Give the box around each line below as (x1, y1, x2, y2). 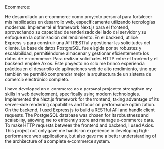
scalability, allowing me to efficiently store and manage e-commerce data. (5, 118, 154, 123)
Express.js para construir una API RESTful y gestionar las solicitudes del (5, 40, 150, 46)
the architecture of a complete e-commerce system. (5, 138, 111, 144)
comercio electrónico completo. (5, 76, 70, 82)
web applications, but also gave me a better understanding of (32, 133, 157, 139)
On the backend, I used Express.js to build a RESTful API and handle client (5, 107, 155, 113)
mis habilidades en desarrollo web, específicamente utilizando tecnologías (5, 19, 156, 25)
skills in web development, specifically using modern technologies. (5, 91, 141, 97)
